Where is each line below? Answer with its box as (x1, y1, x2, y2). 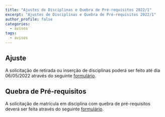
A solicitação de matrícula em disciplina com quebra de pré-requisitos (5, 100, 151, 106)
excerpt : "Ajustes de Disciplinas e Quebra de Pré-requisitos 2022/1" (5, 12, 156, 17)
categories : (5, 21, 30, 27)
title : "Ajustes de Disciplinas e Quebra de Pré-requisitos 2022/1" (5, 7, 152, 13)
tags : (5, 31, 17, 36)
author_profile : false (5, 17, 53, 22)
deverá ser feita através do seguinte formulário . (5, 106, 104, 112)
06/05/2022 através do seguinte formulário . (5, 72, 97, 78)
